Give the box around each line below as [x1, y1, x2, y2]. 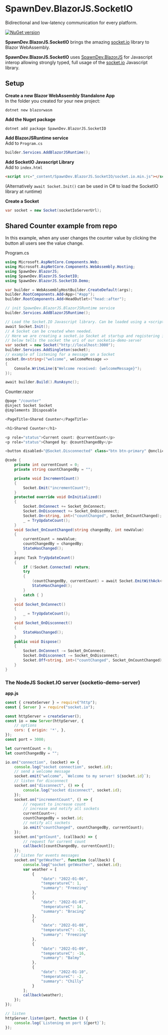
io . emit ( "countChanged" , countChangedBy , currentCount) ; [23, 825, 144, 830]
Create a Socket [5, 198, 39, 204]
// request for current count [23, 839, 86, 844]
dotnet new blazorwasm [5, 107, 52, 113]
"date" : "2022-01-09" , [40, 946, 88, 951]
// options [14, 723, 37, 728]
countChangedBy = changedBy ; [23, 541, 84, 546]
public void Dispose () [14, 639, 61, 644]
